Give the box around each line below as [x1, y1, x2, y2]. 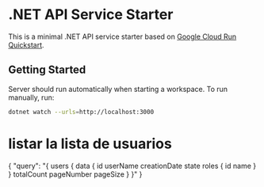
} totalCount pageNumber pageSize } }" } [8, 169, 143, 179]
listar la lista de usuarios [8, 135, 172, 152]
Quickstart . [8, 40, 45, 49]
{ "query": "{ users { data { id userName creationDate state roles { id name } [8, 161, 256, 170]
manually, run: [8, 93, 55, 102]
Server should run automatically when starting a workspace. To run [8, 84, 228, 93]
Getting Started [8, 63, 86, 77]
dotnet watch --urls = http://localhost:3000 [8, 108, 155, 116]
